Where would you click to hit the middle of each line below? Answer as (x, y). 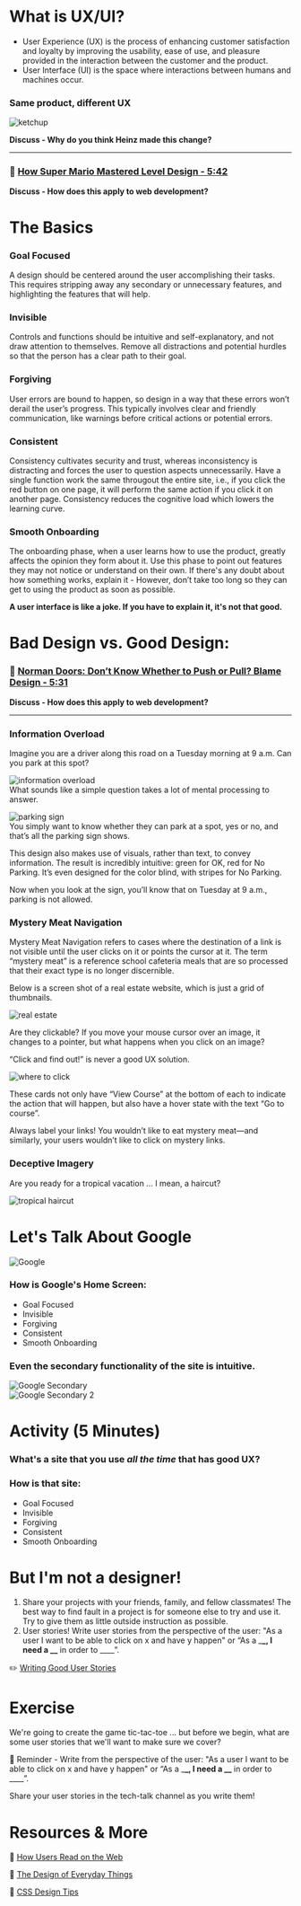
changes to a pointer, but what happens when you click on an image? (137, 1042)
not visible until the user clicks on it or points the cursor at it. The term (139, 952)
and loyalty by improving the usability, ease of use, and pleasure (141, 50)
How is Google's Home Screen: (78, 1284)
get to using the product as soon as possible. (93, 589)
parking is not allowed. (51, 899)
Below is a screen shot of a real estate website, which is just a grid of (137, 988)
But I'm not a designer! (95, 1577)
